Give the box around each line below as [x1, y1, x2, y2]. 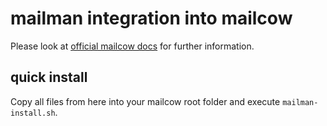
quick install [10, 69, 88, 86]
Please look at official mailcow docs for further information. [10, 40, 255, 52]
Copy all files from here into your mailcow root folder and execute [10, 95, 281, 107]
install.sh [10, 108, 56, 118]
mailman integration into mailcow [10, 7, 293, 30]
